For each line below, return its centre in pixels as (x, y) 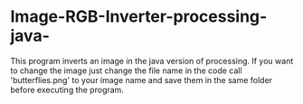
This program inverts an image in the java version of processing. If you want (152, 61)
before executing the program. (67, 90)
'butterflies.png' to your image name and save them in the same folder (142, 80)
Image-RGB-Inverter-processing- (139, 17)
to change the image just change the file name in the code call (126, 71)
